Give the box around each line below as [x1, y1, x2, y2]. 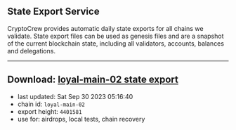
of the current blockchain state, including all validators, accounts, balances [7, 39, 225, 48]
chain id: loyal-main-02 [17, 100, 86, 108]
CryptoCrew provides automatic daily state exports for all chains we [7, 24, 204, 32]
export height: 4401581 [17, 107, 82, 115]
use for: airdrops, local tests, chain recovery [17, 115, 145, 123]
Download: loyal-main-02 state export [7, 74, 179, 86]
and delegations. [7, 46, 56, 55]
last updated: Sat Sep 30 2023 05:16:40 [17, 92, 133, 100]
